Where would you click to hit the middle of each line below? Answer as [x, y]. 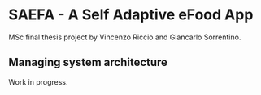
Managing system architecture [88, 62]
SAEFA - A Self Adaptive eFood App [131, 15]
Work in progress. [38, 81]
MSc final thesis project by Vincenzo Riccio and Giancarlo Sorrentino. [125, 37]
